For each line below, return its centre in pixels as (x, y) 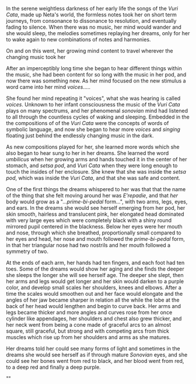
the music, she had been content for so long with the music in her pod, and (96, 75)
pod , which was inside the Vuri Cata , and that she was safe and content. (93, 178)
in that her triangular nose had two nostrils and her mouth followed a (88, 245)
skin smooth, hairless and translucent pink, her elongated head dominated (95, 214)
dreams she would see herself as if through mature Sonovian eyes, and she (97, 355)
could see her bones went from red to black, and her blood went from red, (95, 361)
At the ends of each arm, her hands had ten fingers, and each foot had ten (95, 263)
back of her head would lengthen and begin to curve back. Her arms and (94, 306)
